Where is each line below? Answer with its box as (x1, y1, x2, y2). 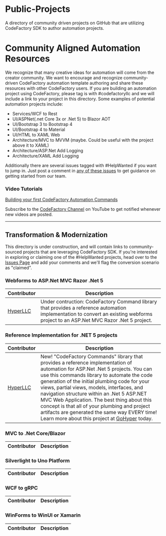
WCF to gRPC (5, 484, 38, 491)
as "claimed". (5, 264, 32, 271)
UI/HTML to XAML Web (12, 131, 60, 137)
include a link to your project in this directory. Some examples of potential (5, 96, 155, 102)
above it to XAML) (12, 142, 49, 148)
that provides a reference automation (40, 304, 126, 311)
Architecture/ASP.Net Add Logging (12, 147, 83, 153)
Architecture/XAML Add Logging (12, 153, 79, 159)
